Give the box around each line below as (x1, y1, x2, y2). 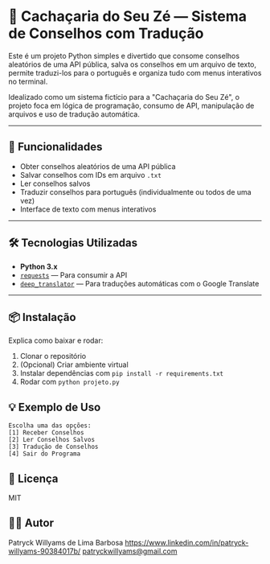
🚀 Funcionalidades (8, 140, 103, 154)
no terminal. (8, 76, 48, 86)
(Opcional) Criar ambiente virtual (19, 360, 129, 369)
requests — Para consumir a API (19, 270, 128, 280)
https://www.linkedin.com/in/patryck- (125, 537, 249, 547)
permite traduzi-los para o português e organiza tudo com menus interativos (8, 68, 262, 77)
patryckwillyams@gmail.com (82, 546, 178, 556)
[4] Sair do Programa (8, 450, 81, 458)
